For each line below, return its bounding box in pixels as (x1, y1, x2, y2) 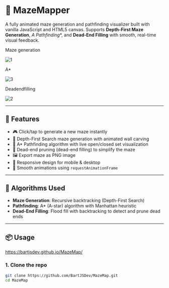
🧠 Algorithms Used (5, 184, 65, 193)
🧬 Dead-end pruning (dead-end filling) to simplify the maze (12, 146, 135, 152)
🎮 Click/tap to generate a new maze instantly (12, 128, 108, 135)
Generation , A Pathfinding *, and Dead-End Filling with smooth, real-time (5, 32, 156, 38)
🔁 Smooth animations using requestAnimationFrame (12, 164, 118, 170)
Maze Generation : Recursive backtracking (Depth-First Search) (12, 197, 145, 203)
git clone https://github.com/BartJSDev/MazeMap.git (5, 273, 118, 278)
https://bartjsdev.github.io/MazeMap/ (5, 249, 83, 255)
